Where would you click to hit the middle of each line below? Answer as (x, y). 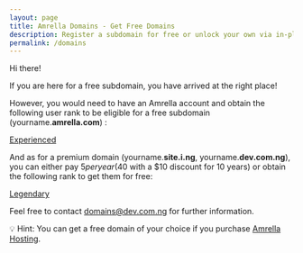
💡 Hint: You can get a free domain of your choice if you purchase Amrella (145, 229)
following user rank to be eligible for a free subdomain (110, 113)
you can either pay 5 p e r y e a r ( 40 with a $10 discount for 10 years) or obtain (148, 167)
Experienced (33, 140)
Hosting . (25, 239)
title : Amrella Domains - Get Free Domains (92, 26)
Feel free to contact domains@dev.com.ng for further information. (132, 212)
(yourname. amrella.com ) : (59, 122)
